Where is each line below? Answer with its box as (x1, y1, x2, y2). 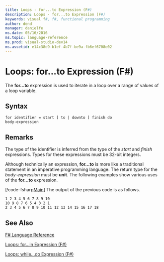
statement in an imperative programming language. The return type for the (5, 166, 158, 172)
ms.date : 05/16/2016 (5, 30, 48, 35)
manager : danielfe (5, 26, 43, 31)
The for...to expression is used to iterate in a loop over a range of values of (5, 82, 159, 88)
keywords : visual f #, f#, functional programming (5, 16, 110, 21)
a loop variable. (5, 88, 37, 94)
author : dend (5, 21, 32, 26)
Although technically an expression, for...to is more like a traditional (5, 161, 144, 167)
